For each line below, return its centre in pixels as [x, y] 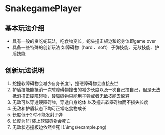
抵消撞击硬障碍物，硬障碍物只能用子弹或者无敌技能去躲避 [71, 96]
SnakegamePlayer [43, 9]
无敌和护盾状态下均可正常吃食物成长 [49, 108]
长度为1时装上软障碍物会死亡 [41, 121]
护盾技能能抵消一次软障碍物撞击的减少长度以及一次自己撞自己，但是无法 [86, 89]
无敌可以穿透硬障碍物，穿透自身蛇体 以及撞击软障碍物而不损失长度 [80, 102]
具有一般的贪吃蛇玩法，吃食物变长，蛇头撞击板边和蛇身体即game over [84, 41]
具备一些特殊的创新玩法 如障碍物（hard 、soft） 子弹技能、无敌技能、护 [86, 47]
